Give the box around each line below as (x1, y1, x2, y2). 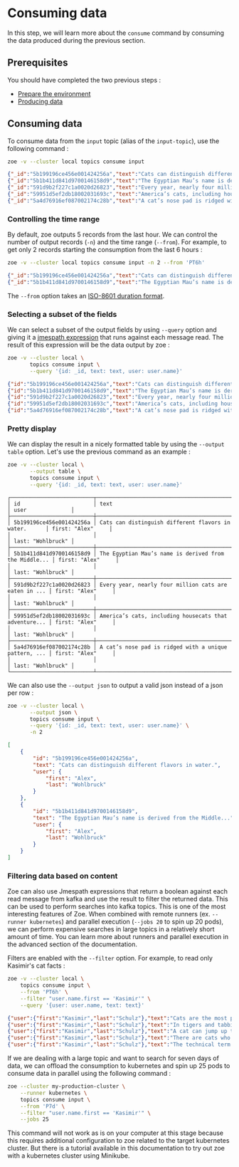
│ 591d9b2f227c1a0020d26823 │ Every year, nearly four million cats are (7, 581, 228, 588)
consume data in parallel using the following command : (7, 1069, 171, 1077)
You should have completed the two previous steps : (7, 75, 161, 84)
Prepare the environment (17, 89, 91, 98)
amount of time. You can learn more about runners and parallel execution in (7, 933, 229, 941)
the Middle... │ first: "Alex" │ (7, 556, 119, 563)
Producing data (17, 97, 63, 105)
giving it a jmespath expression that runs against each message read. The (7, 333, 224, 342)
